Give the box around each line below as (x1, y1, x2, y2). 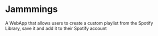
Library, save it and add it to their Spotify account (5, 25, 107, 31)
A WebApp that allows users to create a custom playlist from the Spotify (5, 20, 153, 26)
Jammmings (5, 3, 58, 15)
